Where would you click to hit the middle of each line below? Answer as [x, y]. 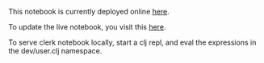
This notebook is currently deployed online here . [89, 12]
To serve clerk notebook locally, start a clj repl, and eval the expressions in [132, 42]
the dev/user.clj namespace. [55, 51]
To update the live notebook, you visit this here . [87, 27]
